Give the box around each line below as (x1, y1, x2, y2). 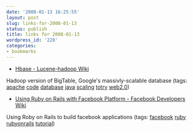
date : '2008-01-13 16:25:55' (6, 9, 80, 15)
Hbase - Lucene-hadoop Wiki (15, 65, 90, 72)
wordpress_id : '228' (6, 37, 59, 43)
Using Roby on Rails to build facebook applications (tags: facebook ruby (6, 113, 186, 120)
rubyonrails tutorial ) (6, 120, 56, 127)
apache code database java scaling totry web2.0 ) (6, 83, 130, 90)
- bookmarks (6, 49, 36, 55)
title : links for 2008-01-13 (6, 32, 80, 38)
